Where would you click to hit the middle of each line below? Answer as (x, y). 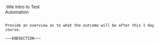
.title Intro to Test (22, 7)
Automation (17, 12)
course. (13, 30)
